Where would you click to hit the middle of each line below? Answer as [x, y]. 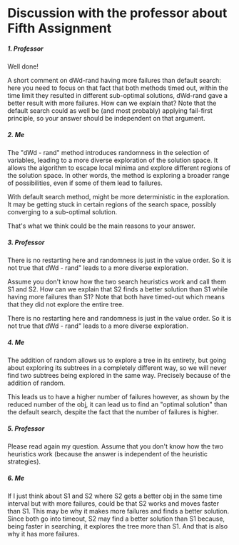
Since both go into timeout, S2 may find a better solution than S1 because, [116, 519]
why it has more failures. [44, 534]
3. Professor [26, 242]
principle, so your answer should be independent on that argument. [106, 119]
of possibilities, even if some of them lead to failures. [85, 183]
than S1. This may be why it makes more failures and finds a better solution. [118, 511]
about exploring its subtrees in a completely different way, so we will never [117, 368]
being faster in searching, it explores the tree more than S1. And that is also [118, 526]
